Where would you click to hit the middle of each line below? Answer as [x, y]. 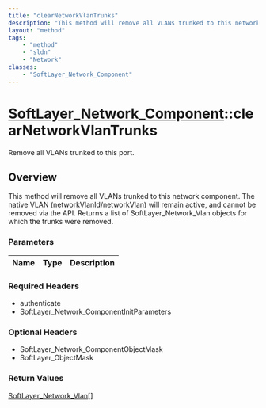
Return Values [36, 379]
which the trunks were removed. [61, 222]
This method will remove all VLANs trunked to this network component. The [131, 196]
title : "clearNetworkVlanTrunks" [63, 15]
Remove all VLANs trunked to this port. [71, 152]
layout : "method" [37, 30]
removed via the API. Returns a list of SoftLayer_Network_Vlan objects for [128, 213]
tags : [17, 38]
